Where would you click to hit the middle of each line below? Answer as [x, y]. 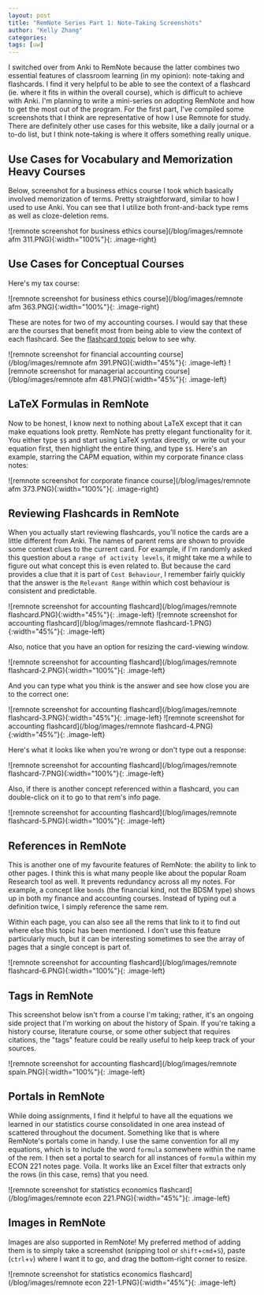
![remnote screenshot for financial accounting [82, 354]
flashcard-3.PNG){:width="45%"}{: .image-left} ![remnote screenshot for [126, 718]
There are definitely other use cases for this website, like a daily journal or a [131, 126]
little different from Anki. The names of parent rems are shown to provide [126, 541]
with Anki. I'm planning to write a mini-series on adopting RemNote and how [132, 101]
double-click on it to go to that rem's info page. [85, 797]
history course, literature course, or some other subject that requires [119, 1031]
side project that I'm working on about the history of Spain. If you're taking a [132, 1023]
